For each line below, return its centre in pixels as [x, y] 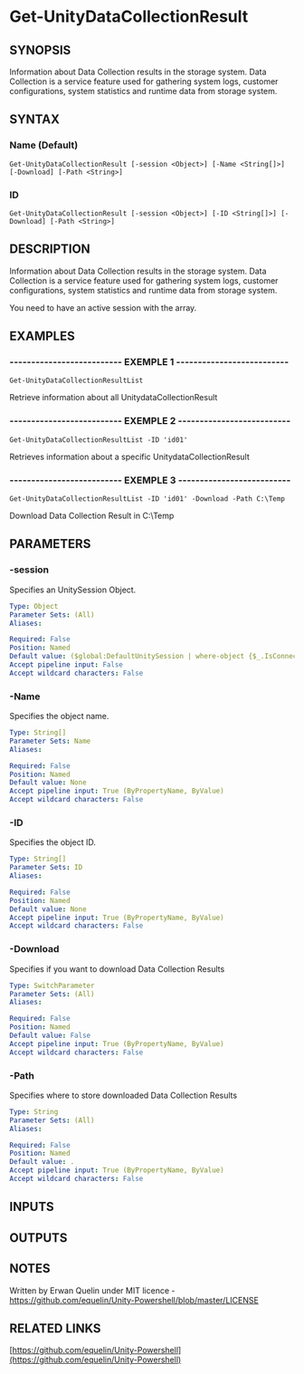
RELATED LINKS [55, 1328]
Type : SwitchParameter [52, 985]
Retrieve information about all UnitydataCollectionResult [114, 398]
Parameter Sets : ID [46, 868]
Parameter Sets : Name [50, 741]
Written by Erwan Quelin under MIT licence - [92, 1290]
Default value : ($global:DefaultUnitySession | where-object [127, 657]
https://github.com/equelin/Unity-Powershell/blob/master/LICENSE [134, 1300]
